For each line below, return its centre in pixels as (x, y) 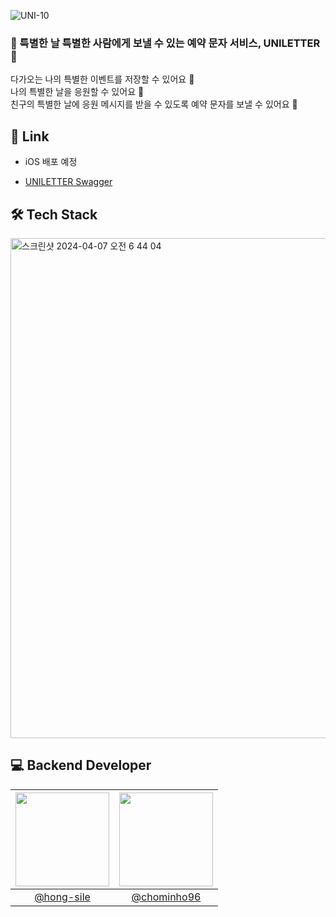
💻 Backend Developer (81, 765)
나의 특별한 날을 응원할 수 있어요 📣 (77, 92)
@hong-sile (62, 897)
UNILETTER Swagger (68, 182)
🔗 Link (30, 136)
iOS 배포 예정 (51, 162)
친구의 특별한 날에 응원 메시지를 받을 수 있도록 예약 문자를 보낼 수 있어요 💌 (154, 104)
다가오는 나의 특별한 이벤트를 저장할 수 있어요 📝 (102, 79)
